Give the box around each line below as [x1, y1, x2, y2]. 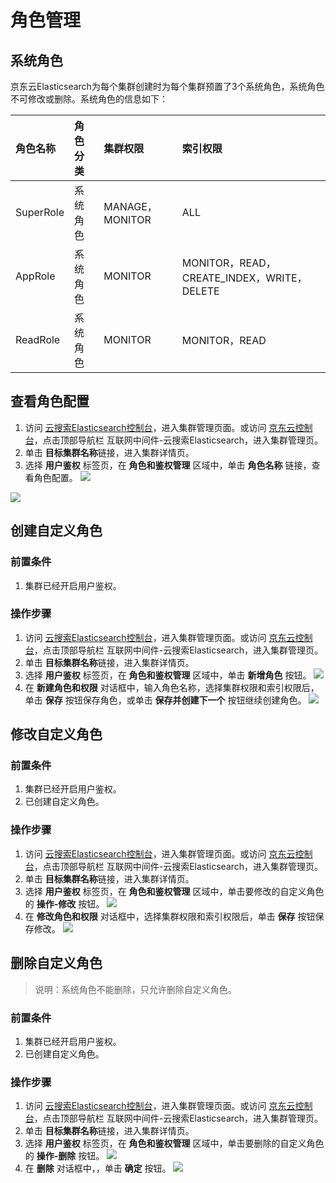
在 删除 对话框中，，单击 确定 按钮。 [24, 1162, 172, 1175]
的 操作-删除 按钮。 [24, 1150, 105, 1162]
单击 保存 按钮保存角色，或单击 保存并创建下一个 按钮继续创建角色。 [24, 694, 307, 706]
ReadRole [15, 333, 61, 346]
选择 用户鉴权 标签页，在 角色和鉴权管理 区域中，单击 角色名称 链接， [24, 459, 312, 471]
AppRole [15, 269, 56, 283]
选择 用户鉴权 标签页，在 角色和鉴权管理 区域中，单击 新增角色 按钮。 [24, 669, 312, 681]
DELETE [181, 284, 220, 298]
